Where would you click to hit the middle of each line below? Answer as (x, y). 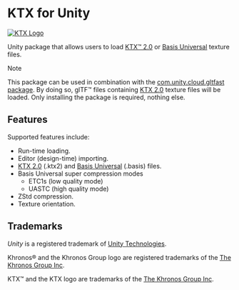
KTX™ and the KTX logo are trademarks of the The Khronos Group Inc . (111, 279)
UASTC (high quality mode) (68, 189)
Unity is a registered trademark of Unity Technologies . (87, 244)
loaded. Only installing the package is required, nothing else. (96, 97)
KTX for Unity (49, 13)
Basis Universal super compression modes (81, 174)
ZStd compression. (45, 196)
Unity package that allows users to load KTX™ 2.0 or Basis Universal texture (119, 46)
